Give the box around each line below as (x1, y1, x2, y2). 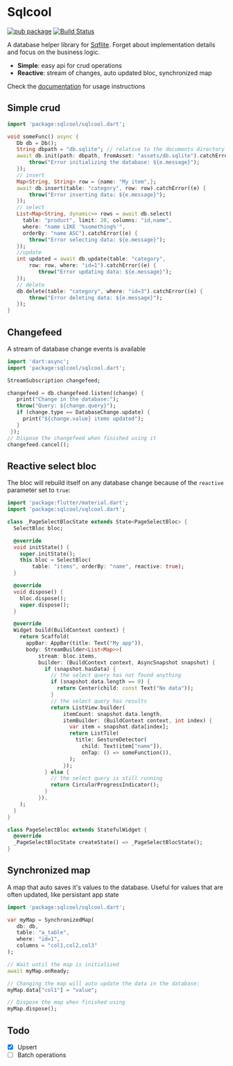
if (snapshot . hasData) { (44, 665, 116, 672)
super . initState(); (19, 550, 76, 557)
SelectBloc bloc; (13, 525, 64, 532)
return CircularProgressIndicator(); (51, 781, 159, 789)
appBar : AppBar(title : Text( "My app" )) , (25, 640, 144, 647)
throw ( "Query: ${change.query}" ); (16, 403, 116, 410)
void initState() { (13, 543, 70, 551)
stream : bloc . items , (37, 652, 98, 659)
